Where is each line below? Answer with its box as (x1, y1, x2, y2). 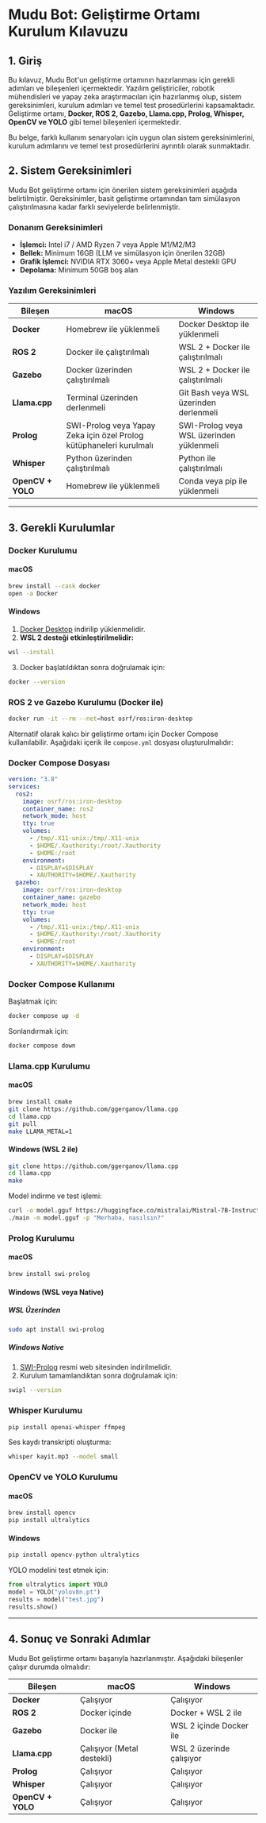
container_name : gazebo (22, 893, 101, 902)
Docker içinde (79, 1707, 132, 1718)
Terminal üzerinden (66, 392, 139, 403)
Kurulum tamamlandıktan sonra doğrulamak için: (19, 1371, 178, 1381)
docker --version (8, 677, 66, 686)
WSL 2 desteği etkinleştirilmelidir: (19, 633, 135, 642)
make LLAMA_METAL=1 (8, 1127, 73, 1135)
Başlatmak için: (8, 996, 58, 1006)
